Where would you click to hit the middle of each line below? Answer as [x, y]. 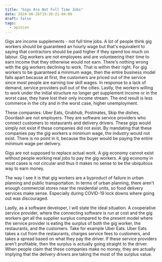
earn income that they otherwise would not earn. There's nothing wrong [77, 62]
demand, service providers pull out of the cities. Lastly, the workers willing [79, 88]
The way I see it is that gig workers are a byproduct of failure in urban [74, 178]
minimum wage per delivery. [33, 144]
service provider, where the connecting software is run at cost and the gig [79, 213]
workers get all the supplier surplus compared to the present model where [79, 218]
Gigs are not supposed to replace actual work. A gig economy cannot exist [79, 153]
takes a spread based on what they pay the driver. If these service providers [81, 239]
